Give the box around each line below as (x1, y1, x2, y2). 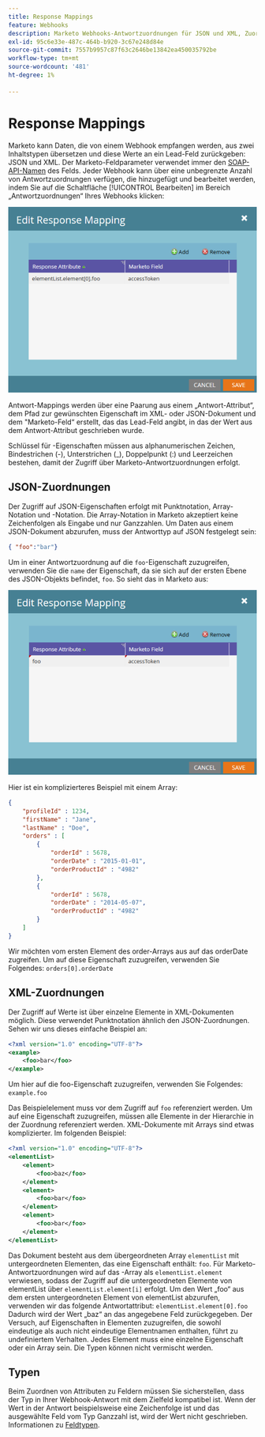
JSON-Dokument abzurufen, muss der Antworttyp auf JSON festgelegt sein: (8, 526, 256, 536)
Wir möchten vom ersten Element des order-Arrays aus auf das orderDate (8, 946, 248, 956)
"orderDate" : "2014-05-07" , (50, 899, 147, 907)
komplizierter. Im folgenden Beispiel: (8, 1128, 127, 1138)
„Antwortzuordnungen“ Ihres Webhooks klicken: (8, 190, 165, 201)
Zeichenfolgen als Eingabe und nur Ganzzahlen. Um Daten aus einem (8, 518, 234, 528)
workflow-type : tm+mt (8, 55, 80, 62)
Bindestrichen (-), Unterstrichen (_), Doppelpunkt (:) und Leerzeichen (8, 450, 233, 459)
